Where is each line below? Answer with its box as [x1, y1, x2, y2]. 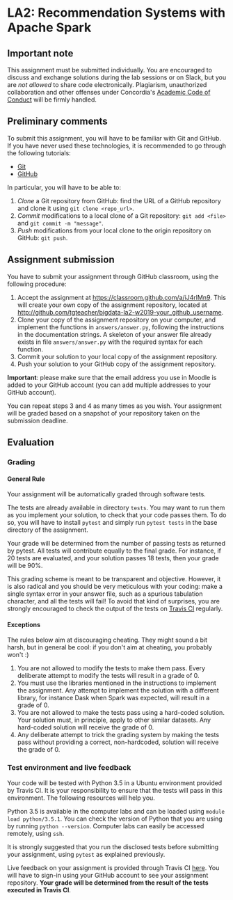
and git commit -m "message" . [17, 219, 104, 227]
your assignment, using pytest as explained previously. [7, 850, 166, 858]
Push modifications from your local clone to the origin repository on [17, 226, 211, 235]
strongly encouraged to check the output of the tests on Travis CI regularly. [7, 604, 223, 613]
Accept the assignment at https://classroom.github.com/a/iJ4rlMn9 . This [17, 293, 226, 301]
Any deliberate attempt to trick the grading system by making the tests [17, 731, 220, 739]
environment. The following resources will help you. [7, 794, 155, 802]
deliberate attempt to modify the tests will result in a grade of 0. [17, 672, 200, 680]
